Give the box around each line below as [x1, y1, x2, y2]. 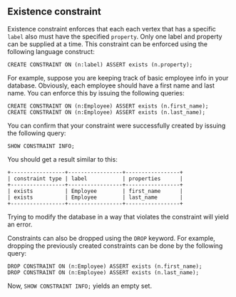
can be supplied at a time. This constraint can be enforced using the [7, 39, 208, 48]
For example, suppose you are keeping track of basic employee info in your [7, 73, 229, 82]
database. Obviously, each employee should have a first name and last [7, 81, 215, 90]
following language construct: [7, 47, 95, 56]
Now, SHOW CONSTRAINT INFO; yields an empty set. [7, 281, 152, 290]
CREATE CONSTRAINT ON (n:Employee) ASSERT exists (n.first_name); [7, 103, 209, 110]
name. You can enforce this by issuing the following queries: [7, 88, 185, 97]
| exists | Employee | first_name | [7, 187, 183, 194]
